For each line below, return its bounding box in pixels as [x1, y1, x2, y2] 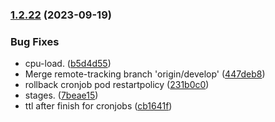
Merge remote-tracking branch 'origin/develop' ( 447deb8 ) [24, 68, 266, 80]
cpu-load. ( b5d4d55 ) [24, 58, 112, 70]
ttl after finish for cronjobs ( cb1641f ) [24, 100, 173, 112]
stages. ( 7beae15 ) [24, 89, 99, 102]
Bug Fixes [10, 34, 60, 48]
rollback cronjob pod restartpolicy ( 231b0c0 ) [24, 79, 210, 91]
